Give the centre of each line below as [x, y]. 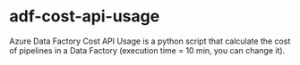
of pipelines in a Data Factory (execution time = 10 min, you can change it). [147, 50]
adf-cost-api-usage [85, 16]
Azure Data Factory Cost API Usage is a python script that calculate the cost [150, 41]
